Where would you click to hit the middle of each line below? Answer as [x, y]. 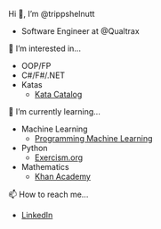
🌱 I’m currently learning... [55, 111]
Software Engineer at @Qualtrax [80, 31]
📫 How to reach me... [48, 194]
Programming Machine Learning [93, 138]
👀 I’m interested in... [45, 48]
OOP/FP [36, 66]
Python [34, 148]
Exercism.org [59, 157]
